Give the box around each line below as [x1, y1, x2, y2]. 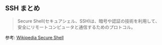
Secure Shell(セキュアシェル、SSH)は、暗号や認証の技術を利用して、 [17, 18, 160, 24]
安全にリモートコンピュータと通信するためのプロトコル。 [17, 24, 136, 30]
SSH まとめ [5, 4, 40, 13]
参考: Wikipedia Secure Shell [5, 34, 64, 40]
